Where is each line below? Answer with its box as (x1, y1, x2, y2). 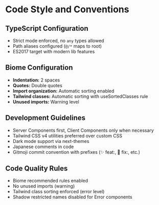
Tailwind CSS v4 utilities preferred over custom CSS (12, 132, 123, 139)
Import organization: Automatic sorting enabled (12, 88, 115, 94)
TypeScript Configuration (5, 24, 88, 33)
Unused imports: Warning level (12, 98, 79, 105)
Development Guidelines (5, 114, 86, 122)
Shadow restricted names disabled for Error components (12, 194, 132, 200)
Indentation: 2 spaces (12, 77, 60, 83)
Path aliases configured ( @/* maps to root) (12, 43, 102, 49)
